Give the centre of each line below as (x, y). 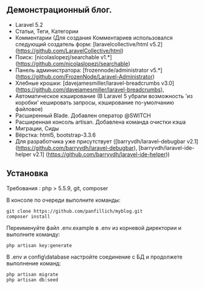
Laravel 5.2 (29, 24)
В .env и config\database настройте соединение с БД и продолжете (94, 257)
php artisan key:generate (39, 245)
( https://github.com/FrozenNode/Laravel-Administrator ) (85, 76)
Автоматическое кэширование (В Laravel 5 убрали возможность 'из (104, 96)
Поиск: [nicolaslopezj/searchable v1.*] (64, 57)
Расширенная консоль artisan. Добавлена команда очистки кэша (100, 122)
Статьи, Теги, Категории (47, 31)
